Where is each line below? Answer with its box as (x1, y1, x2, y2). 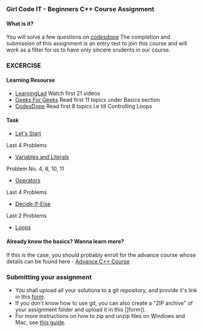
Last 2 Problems (6, 212, 47, 219)
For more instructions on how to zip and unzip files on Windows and (15, 312, 185, 319)
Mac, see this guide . (15, 319, 66, 326)
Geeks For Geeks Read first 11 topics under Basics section (15, 96, 161, 104)
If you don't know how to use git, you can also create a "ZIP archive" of (15, 299, 193, 307)
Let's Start (15, 130, 41, 138)
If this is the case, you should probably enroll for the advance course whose (6, 251, 196, 259)
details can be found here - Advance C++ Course (6, 257, 130, 265)
